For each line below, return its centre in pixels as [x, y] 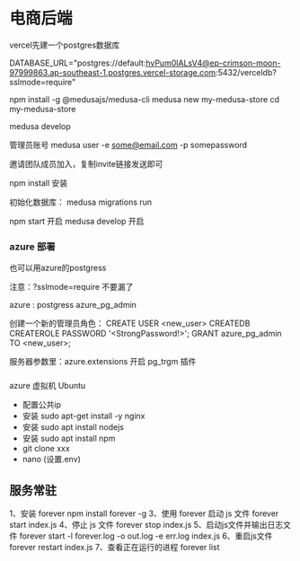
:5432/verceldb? [246, 72]
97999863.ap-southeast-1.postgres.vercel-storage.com [113, 72]
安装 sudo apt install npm [69, 438]
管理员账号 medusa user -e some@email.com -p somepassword [128, 145]
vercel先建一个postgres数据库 [65, 45]
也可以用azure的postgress [58, 268]
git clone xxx [46, 449]
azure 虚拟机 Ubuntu [48, 386]
